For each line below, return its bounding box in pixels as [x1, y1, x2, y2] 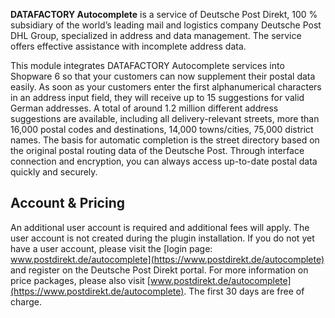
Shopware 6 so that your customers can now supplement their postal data [10, 70, 316, 82]
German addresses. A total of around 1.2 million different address [10, 102, 279, 114]
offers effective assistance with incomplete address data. [10, 40, 247, 52]
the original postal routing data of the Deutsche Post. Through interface [10, 145, 305, 156]
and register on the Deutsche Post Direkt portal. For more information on [10, 264, 309, 276]
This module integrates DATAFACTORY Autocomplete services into [10, 60, 285, 71]
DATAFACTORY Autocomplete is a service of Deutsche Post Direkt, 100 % [10, 9, 318, 20]
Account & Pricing [10, 195, 126, 212]
